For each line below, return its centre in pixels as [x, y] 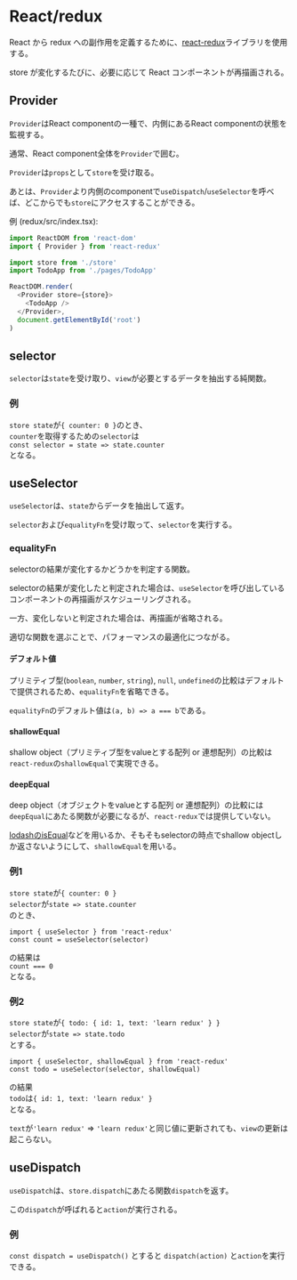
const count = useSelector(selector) [79, 940]
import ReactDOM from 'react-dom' [73, 238]
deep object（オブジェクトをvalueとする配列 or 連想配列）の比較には [136, 805]
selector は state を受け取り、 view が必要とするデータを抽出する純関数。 [140, 378]
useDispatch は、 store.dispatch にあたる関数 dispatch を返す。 [121, 1190]
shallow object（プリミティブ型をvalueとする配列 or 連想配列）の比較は [141, 752]
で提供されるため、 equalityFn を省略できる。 [92, 691]
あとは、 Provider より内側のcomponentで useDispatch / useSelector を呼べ [142, 191]
